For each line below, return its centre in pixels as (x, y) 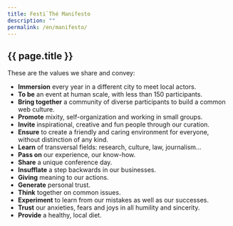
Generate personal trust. (54, 185)
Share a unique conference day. (65, 162)
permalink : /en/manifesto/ (47, 27)
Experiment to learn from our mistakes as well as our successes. (113, 200)
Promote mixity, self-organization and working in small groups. (110, 117)
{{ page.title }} (40, 56)
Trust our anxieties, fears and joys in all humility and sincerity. (109, 208)
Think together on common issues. (69, 193)
